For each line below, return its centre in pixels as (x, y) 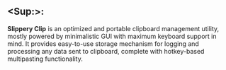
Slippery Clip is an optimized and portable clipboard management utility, (113, 28)
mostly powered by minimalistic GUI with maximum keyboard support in (112, 36)
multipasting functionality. (45, 59)
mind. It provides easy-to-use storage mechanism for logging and (103, 43)
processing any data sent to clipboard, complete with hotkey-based (106, 51)
